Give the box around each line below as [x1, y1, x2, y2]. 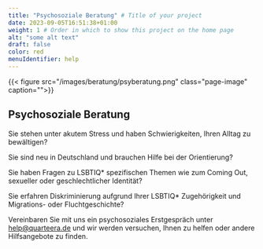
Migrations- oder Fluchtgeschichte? [8, 200, 124, 209]
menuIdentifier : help [8, 56, 80, 64]
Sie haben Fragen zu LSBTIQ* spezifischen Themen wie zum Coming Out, [8, 167, 248, 177]
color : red [8, 48, 44, 56]
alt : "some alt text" [8, 33, 80, 42]
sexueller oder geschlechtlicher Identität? [8, 176, 143, 185]
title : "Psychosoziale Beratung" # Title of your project [8, 11, 202, 20]
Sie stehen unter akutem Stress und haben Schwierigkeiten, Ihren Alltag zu [8, 129, 251, 138]
